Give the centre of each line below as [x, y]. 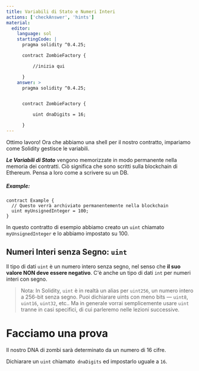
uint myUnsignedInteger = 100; [50, 211]
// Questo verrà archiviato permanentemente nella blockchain [90, 205]
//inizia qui [49, 66]
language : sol [34, 34]
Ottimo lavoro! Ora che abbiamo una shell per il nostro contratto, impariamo [99, 142]
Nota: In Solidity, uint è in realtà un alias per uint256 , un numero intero [107, 290]
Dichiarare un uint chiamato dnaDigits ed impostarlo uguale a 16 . [87, 361]
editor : [21, 28]
